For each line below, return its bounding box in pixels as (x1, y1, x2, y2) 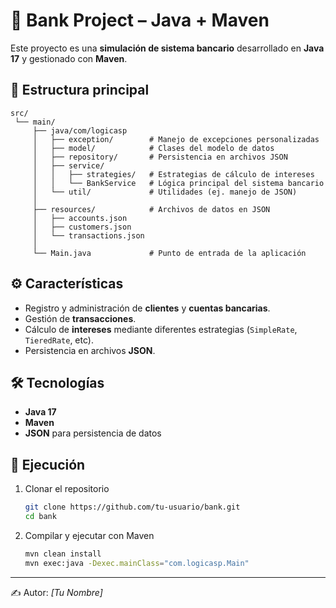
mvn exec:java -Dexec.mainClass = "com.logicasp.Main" (24, 558, 250, 568)
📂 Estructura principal (10, 82, 150, 99)
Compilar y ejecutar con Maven (24, 529, 155, 541)
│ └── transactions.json (32, 230, 145, 241)
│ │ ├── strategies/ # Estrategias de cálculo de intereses (32, 169, 315, 179)
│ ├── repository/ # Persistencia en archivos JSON (32, 152, 288, 162)
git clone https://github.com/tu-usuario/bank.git (24, 502, 241, 513)
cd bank (24, 512, 57, 522)
